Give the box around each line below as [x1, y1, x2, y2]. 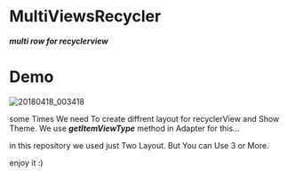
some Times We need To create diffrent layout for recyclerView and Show [9, 113, 280, 124]
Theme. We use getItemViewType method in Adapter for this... [9, 123, 240, 133]
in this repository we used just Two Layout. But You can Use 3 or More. [9, 140, 269, 150]
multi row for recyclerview [9, 36, 108, 46]
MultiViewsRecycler [9, 6, 162, 27]
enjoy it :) [9, 157, 44, 168]
